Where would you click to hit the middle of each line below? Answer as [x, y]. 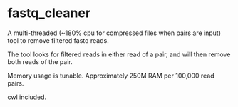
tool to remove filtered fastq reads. [58, 40]
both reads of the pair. [40, 61]
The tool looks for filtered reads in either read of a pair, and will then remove [119, 54]
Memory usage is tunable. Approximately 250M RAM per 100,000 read [111, 76]
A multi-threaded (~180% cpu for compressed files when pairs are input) [114, 33]
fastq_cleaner [49, 13]
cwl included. [27, 97]
